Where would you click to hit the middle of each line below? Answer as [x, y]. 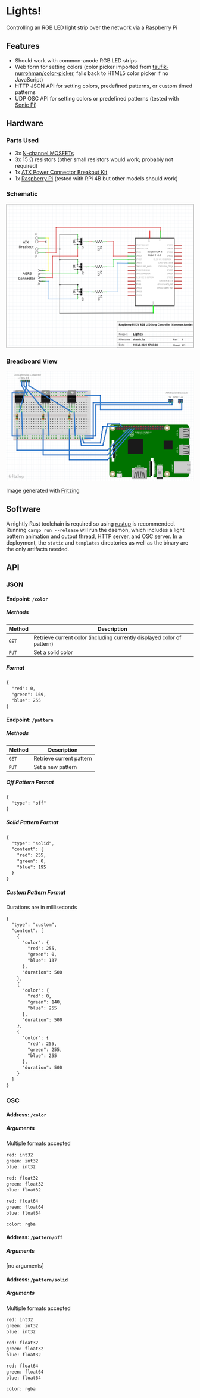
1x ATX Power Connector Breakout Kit [61, 172]
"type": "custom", [35, 925]
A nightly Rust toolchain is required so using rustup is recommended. [91, 523]
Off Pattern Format [30, 782]
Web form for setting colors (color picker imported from [83, 67]
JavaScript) [29, 79]
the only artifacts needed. [38, 549]
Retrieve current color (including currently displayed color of [107, 637]
